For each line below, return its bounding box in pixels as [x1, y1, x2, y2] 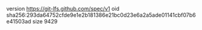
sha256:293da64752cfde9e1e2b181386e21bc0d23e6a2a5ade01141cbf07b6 [6, 11, 196, 19]
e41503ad [6, 18, 32, 25]
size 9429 [32, 18, 58, 25]
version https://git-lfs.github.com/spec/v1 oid [6, 5, 120, 12]
